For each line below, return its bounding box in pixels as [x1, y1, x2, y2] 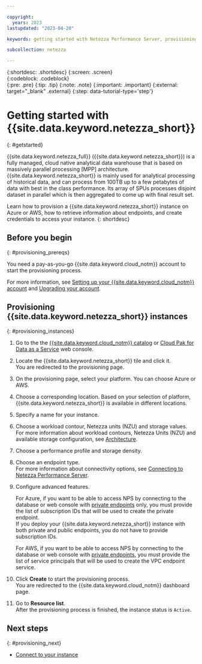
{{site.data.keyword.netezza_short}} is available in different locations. [15, 399, 188, 407]
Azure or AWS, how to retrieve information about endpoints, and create [7, 209, 182, 217]
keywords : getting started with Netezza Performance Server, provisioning [7, 36, 198, 42]
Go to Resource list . [15, 599, 65, 606]
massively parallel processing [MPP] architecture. [7, 166, 129, 173]
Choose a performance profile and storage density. [15, 447, 143, 454]
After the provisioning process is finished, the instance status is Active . [15, 606, 192, 613]
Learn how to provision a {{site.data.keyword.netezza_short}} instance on [7, 203, 189, 210]
